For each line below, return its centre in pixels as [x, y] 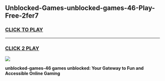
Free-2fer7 [22, 16]
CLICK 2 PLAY [22, 48]
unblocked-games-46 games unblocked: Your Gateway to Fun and [74, 68]
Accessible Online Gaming [33, 73]
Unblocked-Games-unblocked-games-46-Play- [80, 8]
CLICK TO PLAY [24, 30]
